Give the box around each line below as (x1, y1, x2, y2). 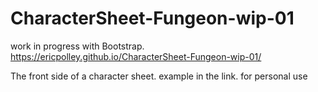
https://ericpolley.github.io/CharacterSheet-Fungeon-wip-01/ (10, 50, 262, 62)
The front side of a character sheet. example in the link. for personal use (10, 70, 308, 82)
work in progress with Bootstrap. (10, 40, 145, 52)
